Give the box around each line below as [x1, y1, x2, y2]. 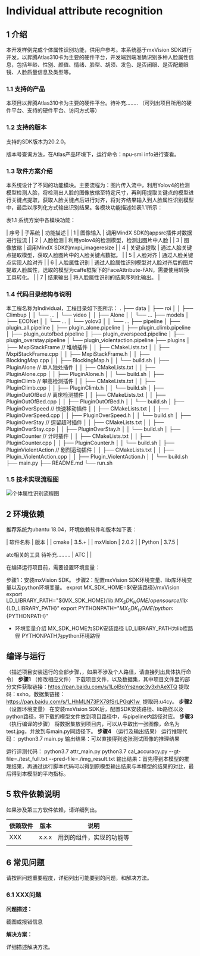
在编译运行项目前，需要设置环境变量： [6, 564, 100, 571]
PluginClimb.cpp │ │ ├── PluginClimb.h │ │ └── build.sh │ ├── [6, 384, 164, 391]
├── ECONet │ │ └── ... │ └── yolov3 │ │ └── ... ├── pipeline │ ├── [6, 318, 180, 325]
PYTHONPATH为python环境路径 [21, 632, 101, 639]
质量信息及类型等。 [26, 68, 74, 76]
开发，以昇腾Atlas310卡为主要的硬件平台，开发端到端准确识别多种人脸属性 [6, 54, 189, 61]
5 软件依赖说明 [6, 789, 61, 800]
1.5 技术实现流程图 [6, 475, 59, 484]
